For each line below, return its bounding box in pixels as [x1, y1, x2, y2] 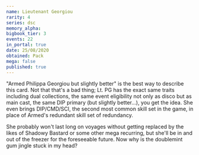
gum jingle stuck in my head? [6, 142, 78, 149]
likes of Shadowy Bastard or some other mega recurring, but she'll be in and [6, 129, 193, 137]
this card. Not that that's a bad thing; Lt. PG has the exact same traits [6, 87, 175, 94]
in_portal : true [6, 42, 46, 48]
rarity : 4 [6, 14, 31, 20]
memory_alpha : [6, 25, 42, 31]
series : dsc [6, 20, 36, 26]
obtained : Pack [6, 53, 44, 59]
